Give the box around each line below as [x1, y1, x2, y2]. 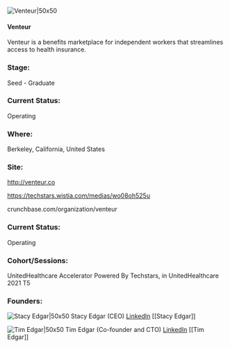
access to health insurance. [7, 45, 87, 54]
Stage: [7, 63, 30, 72]
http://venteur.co [7, 178, 56, 187]
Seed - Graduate [7, 79, 56, 87]
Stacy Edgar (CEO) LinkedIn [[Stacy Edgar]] [70, 312, 196, 320]
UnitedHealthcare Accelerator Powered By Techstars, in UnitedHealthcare [7, 271, 219, 280]
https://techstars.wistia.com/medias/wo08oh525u [7, 191, 151, 200]
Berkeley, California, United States [7, 145, 106, 153]
